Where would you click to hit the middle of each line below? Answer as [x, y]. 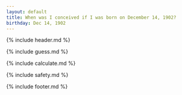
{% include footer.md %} [37, 87]
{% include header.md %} [38, 40]
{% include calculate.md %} [41, 63]
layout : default [27, 12]
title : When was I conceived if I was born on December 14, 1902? [91, 17]
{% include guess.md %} [37, 52]
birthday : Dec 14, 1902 [36, 23]
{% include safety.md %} [37, 75]
